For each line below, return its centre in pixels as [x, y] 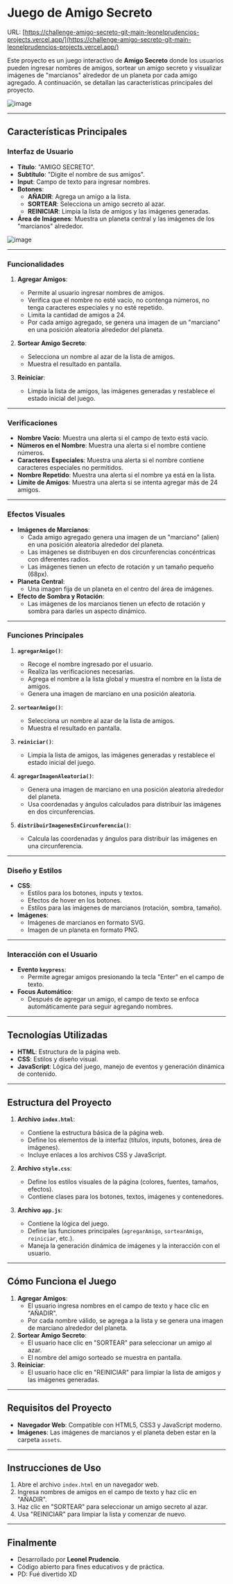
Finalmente [32, 1543]
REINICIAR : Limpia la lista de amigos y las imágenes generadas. [119, 211]
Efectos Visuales [36, 514]
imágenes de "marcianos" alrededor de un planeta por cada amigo [102, 75]
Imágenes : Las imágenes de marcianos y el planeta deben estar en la [116, 1432]
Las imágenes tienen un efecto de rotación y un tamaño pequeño [121, 567]
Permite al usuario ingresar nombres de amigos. [96, 292]
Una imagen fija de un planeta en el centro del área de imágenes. [121, 589]
